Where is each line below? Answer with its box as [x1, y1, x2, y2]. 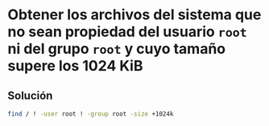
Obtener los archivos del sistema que [7, 6, 262, 24]
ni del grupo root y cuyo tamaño [7, 40, 226, 58]
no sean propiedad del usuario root [7, 22, 247, 41]
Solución [7, 88, 53, 102]
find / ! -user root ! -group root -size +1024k [7, 110, 174, 118]
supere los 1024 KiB [7, 57, 143, 75]
